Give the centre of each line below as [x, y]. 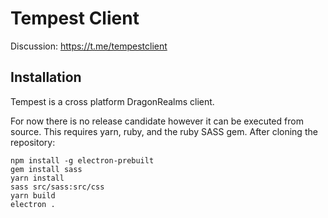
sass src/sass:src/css [57, 187]
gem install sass [46, 169]
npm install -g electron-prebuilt [82, 160]
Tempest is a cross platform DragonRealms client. [112, 101]
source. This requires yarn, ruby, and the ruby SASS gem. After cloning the [164, 131]
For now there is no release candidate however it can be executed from [157, 121]
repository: [33, 142]
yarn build [33, 195]
